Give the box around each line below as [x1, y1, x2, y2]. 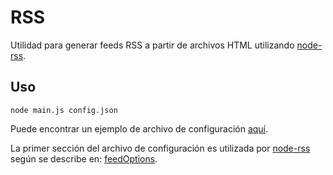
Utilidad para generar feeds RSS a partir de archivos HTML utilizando [10, 39, 295, 51]
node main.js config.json [10, 105, 118, 115]
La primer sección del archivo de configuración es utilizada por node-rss [10, 142, 311, 154]
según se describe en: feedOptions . [10, 152, 158, 165]
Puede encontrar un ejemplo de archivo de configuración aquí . [10, 122, 269, 135]
